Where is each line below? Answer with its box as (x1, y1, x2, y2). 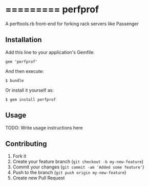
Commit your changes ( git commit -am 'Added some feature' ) (12, 164, 144, 170)
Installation (5, 35, 42, 44)
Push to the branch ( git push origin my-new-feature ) (12, 170, 126, 176)
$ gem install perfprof (5, 97, 56, 102)
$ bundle (5, 78, 24, 83)
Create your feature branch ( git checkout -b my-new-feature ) (12, 158, 144, 165)
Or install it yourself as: (5, 87, 54, 93)
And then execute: (5, 68, 44, 74)
